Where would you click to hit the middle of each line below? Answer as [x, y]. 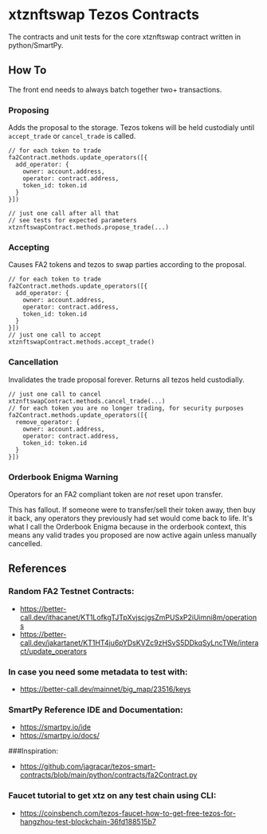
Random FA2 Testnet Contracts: [71, 592]
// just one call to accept [55, 335]
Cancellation [33, 362]
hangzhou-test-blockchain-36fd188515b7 [88, 821]
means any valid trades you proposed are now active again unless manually [133, 535]
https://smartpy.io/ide [55, 727]
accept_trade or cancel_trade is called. [72, 136]
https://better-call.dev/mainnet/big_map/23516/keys [105, 689]
